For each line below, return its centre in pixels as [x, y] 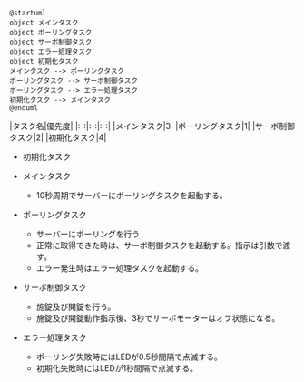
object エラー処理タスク [51, 52]
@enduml [24, 108]
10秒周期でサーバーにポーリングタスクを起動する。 [132, 195]
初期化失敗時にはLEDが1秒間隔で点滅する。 [117, 368]
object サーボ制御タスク [51, 42]
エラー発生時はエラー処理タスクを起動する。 [120, 268]
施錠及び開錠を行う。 [76, 307]
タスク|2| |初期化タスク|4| [58, 137]
